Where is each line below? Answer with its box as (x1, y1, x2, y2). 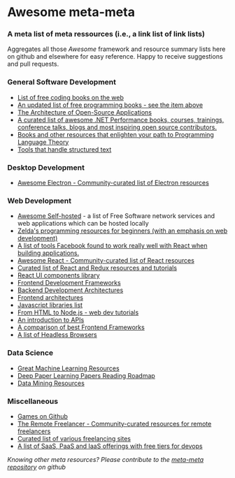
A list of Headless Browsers (17, 331, 98, 339)
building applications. (17, 249, 80, 257)
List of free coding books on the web (17, 93, 124, 101)
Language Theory (17, 138, 69, 146)
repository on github (7, 463, 66, 471)
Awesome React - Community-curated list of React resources (17, 256, 194, 265)
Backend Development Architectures (17, 286, 124, 294)
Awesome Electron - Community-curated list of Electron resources (17, 179, 210, 187)
